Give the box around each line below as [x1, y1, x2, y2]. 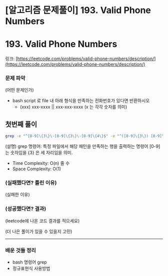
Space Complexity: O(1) [12, 166, 61, 172]
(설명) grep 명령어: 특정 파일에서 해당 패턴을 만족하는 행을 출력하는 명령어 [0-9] [5, 143, 160, 149]
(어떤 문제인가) [5, 87, 34, 93]
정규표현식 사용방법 [12, 265, 50, 271]
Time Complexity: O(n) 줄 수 [12, 160, 70, 166]
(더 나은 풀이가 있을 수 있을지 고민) [5, 228, 72, 234]
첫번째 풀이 [5, 120, 37, 128]
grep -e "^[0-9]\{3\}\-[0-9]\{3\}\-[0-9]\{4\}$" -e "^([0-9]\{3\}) [5, 134, 149, 139]
